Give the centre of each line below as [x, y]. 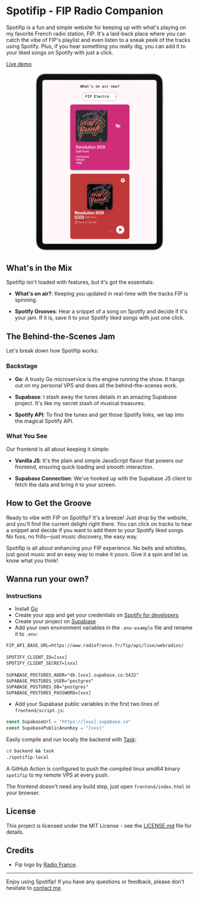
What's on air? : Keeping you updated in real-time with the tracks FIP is [101, 294]
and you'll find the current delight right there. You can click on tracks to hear [99, 524]
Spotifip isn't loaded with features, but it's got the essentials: [80, 282]
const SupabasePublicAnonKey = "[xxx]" [55, 728]
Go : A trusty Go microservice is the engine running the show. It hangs [99, 379]
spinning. [26, 300]
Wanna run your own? [47, 579]
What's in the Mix [39, 268]
